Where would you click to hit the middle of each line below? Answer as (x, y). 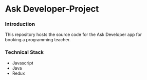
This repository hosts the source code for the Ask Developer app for (73, 34)
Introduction (20, 24)
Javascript (23, 63)
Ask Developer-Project (52, 9)
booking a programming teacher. (38, 40)
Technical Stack (24, 52)
